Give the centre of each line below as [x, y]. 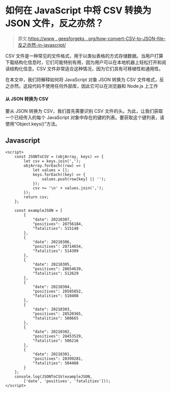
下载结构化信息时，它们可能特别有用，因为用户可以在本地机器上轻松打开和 [83, 62]
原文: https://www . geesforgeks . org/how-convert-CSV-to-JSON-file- [92, 38]
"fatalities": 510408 [56, 296]
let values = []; [51, 170]
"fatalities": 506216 [56, 341]
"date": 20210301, [52, 354]
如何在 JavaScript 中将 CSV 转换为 [78, 11]
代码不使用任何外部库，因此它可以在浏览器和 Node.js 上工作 [95, 86]
